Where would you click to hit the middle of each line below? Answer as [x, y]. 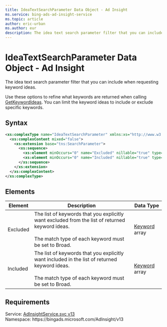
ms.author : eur [21, 28]
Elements [20, 191]
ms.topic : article [24, 19]
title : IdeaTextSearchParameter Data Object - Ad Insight [66, 10]
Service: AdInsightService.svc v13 [40, 314]
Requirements [27, 302]
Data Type [146, 206]
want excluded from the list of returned [80, 220]
